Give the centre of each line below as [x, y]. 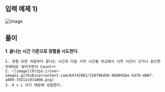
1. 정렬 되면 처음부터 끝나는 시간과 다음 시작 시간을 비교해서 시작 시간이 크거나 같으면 [83, 61]
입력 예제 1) [22, 9]
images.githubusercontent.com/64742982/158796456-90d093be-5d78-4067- [80, 75]
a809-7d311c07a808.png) [30, 80]
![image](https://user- [36, 71]
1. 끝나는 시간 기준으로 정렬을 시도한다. [42, 51]
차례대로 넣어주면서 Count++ [30, 67]
